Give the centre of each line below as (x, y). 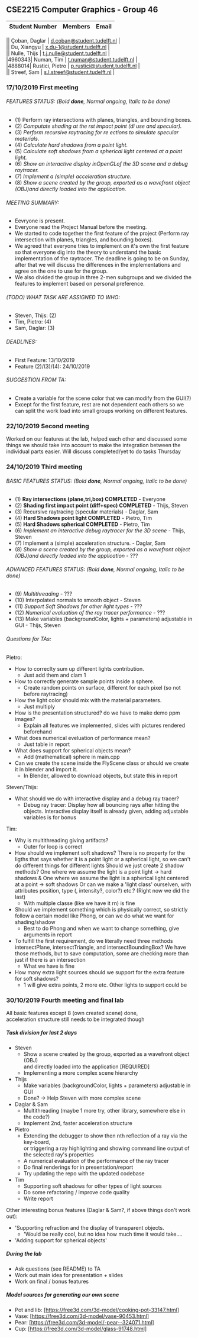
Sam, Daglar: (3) (35, 328)
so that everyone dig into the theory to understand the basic (88, 252)
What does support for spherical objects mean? (73, 750)
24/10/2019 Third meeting (44, 467)
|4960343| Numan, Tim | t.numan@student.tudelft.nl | (72, 59)
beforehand (38, 731)
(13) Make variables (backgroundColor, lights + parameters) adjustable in (103, 619)
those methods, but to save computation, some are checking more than (102, 953)
